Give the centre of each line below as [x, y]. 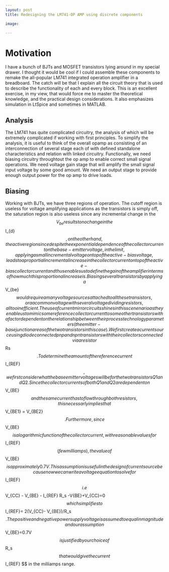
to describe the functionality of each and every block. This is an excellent [81, 88]
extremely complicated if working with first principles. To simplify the [77, 138]
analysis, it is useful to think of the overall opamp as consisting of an [76, 143]
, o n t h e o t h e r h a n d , [84, 239]
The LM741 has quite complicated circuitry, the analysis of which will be [79, 133]
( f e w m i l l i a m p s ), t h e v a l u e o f [84, 451]
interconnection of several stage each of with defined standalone [73, 149]
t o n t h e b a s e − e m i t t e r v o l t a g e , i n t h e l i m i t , [84, 249]
